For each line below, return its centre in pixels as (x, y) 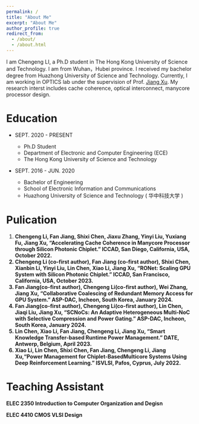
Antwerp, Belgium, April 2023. (53, 344)
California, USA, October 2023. (54, 281)
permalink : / (22, 12)
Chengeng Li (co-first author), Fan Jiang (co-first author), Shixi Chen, (102, 262)
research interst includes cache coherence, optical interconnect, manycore (98, 88)
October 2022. (33, 255)
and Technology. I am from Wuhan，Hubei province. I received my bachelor (99, 68)
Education (32, 119)
